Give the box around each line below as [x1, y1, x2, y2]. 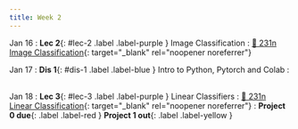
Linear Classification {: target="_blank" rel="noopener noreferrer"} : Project [9, 100, 286, 111]
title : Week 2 [9, 12, 62, 22]
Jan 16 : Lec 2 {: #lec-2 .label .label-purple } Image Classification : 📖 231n [9, 37, 277, 48]
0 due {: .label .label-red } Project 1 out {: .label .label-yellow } [9, 109, 234, 120]
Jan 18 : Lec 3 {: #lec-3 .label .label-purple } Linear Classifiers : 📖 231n [9, 91, 267, 101]
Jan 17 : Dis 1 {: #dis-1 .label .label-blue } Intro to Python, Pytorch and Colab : [9, 64, 290, 75]
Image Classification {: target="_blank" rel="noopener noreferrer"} [9, 46, 252, 58]
